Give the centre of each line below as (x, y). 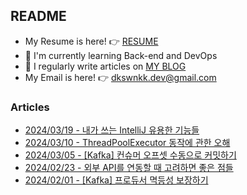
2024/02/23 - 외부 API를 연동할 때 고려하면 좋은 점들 (129, 168)
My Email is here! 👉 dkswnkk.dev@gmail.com (120, 77)
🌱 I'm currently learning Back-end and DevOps (121, 55)
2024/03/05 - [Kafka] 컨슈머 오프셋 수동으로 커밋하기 (130, 155)
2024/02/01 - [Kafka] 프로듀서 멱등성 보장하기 (116, 180)
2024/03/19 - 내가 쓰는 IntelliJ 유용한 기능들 (112, 130)
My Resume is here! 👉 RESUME (91, 41)
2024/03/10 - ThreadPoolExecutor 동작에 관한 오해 (127, 143)
